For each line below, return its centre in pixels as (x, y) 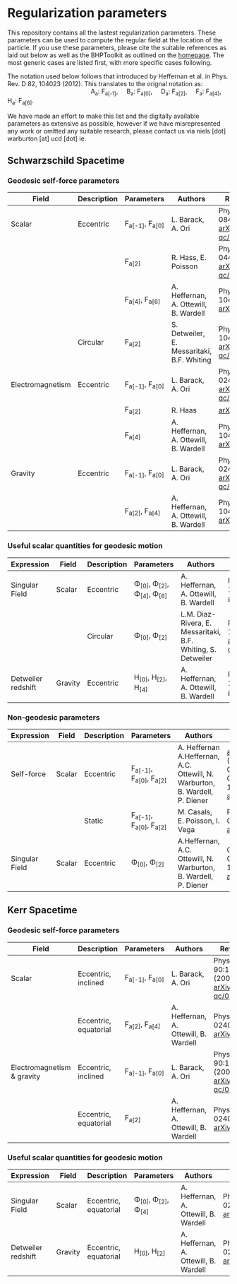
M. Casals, (195, 812)
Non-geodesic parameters (54, 717)
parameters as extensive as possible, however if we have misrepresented (114, 123)
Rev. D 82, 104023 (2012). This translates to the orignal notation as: (105, 83)
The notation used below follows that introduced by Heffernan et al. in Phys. (118, 76)
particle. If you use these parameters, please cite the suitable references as (117, 47)
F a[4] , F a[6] (142, 300)
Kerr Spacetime (42, 910)
